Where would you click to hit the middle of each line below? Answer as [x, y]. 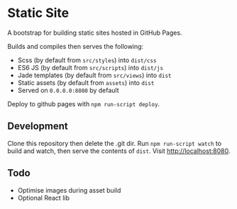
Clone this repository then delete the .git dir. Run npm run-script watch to [115, 143]
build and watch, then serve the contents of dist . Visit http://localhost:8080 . [119, 151]
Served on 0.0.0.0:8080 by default [68, 90]
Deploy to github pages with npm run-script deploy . [84, 103]
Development [38, 126]
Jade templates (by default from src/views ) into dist [94, 75]
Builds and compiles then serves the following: [76, 46]
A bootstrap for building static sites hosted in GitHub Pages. [95, 33]
